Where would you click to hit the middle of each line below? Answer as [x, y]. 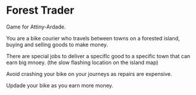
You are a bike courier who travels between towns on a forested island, [93, 38]
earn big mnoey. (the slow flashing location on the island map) [82, 62]
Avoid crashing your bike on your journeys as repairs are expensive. [89, 74]
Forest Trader [40, 10]
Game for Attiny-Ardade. [36, 27]
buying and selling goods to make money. [57, 45]
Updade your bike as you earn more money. [60, 85]
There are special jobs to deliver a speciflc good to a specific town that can [98, 56]
